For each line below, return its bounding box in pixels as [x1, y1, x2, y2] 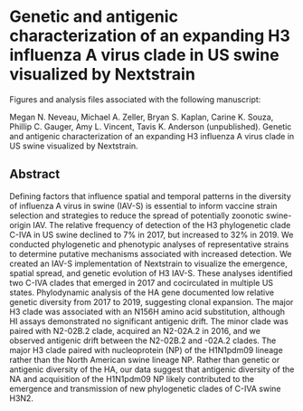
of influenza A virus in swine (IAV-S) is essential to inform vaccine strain [9, 200, 278, 211]
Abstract [9, 167, 61, 182]
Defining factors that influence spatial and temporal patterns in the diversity [9, 190, 291, 201]
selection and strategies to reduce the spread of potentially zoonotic [9, 210, 264, 221]
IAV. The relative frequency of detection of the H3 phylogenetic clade [33, 219, 291, 230]
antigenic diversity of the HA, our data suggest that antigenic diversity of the [9, 364, 295, 375]
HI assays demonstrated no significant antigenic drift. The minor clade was [9, 315, 289, 327]
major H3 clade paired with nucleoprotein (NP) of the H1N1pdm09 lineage [9, 344, 283, 355]
